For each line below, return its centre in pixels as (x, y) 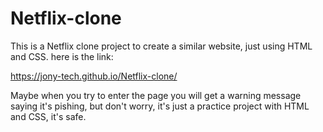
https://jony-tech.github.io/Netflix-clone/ (94, 76)
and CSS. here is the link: (62, 56)
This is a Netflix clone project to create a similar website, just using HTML (161, 46)
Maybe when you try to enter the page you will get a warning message (156, 95)
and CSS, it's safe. (48, 116)
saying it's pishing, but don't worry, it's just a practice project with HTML (160, 106)
